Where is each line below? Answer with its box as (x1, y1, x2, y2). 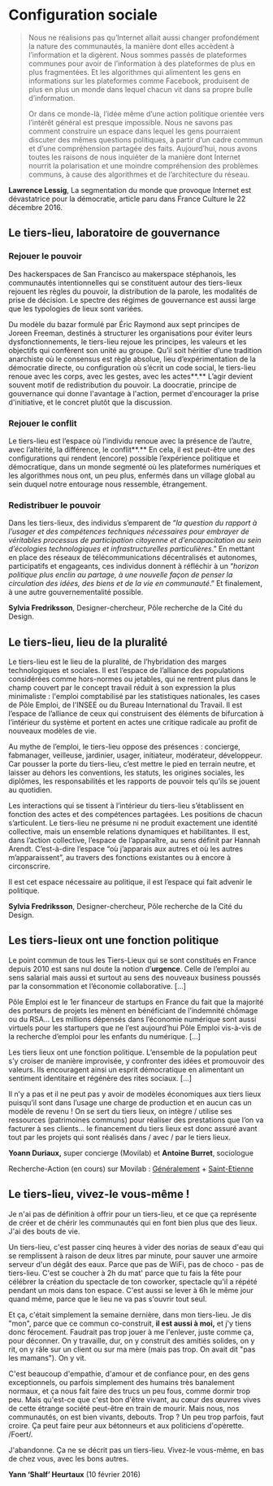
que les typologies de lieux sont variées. (8, 304, 144, 313)
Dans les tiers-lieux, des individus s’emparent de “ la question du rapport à (8, 518, 258, 528)
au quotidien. (8, 785, 53, 795)
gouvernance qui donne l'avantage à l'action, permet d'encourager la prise (8, 388, 260, 398)
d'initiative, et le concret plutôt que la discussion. (8, 397, 173, 407)
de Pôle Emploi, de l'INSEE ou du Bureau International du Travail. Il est (8, 700, 243, 710)
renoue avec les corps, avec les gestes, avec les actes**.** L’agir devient (8, 371, 253, 381)
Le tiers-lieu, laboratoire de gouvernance (8, 226, 221, 240)
